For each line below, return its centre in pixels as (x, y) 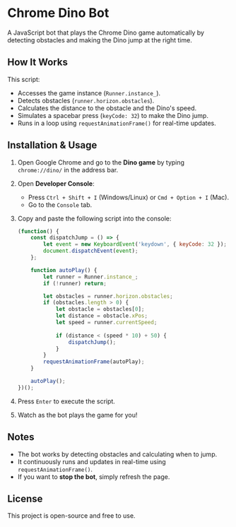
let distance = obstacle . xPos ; (102, 316)
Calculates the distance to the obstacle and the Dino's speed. (107, 108)
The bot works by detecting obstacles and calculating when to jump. (117, 454)
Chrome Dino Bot (58, 13)
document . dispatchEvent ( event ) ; (91, 251)
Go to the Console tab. (60, 205)
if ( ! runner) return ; (75, 283)
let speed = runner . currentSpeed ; (106, 323)
